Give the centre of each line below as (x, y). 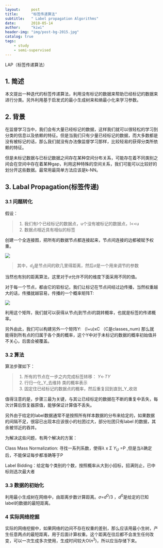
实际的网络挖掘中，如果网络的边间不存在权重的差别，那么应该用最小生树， (79, 528)
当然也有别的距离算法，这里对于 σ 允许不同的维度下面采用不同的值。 (72, 277)
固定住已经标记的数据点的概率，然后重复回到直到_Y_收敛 (81, 388)
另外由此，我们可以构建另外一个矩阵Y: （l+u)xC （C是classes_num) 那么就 (80, 329)
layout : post (23, 9)
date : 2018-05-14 (29, 23)
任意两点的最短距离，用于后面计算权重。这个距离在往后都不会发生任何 (79, 534)
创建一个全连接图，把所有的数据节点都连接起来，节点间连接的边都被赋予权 (79, 240)
